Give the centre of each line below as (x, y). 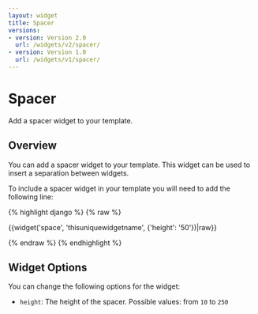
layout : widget (33, 15)
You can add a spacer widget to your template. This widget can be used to (129, 165)
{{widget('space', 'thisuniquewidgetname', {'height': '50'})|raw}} (112, 227)
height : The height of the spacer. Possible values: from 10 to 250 (124, 302)
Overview (33, 146)
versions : (24, 30)
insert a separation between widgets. (69, 173)
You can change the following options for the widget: (94, 286)
